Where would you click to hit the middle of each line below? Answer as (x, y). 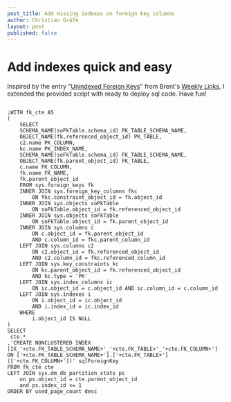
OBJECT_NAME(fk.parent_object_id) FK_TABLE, (85, 161)
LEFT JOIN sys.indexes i (55, 295)
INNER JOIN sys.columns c (57, 228)
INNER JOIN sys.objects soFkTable (69, 216)
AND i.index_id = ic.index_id (75, 307)
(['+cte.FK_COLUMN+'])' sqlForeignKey (63, 361)
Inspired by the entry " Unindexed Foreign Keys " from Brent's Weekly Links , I (116, 87)
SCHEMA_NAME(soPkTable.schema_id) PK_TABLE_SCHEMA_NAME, (103, 131)
